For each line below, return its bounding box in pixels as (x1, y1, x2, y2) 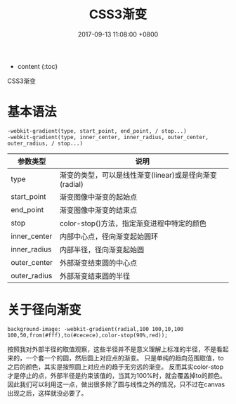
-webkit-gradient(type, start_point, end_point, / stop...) (7, 127, 188, 134)
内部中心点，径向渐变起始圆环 (59, 231, 159, 241)
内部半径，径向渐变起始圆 (59, 245, 145, 254)
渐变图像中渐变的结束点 (59, 205, 138, 215)
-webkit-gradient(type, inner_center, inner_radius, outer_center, (7, 133, 209, 141)
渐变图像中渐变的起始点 (59, 192, 138, 202)
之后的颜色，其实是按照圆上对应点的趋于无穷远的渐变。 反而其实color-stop (7, 363, 224, 371)
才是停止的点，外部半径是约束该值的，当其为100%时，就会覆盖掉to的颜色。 (7, 371, 226, 379)
